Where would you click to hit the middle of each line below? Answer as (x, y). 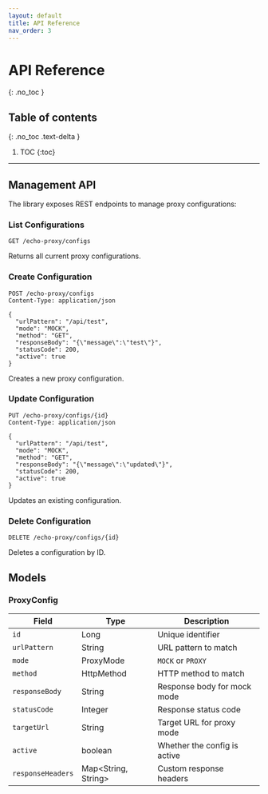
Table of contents (53, 117)
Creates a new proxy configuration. (66, 378)
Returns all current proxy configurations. (75, 256)
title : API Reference (44, 23)
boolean (97, 750)
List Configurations (47, 225)
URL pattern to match (197, 647)
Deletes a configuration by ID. (57, 553)
